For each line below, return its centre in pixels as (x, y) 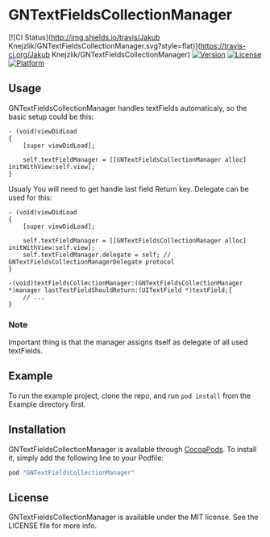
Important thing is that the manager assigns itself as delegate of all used (128, 342)
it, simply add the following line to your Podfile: (86, 458)
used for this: (30, 197)
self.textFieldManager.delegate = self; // (97, 255)
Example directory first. (47, 404)
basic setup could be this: (51, 116)
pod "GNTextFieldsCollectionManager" (72, 472)
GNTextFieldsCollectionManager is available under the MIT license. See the (133, 517)
